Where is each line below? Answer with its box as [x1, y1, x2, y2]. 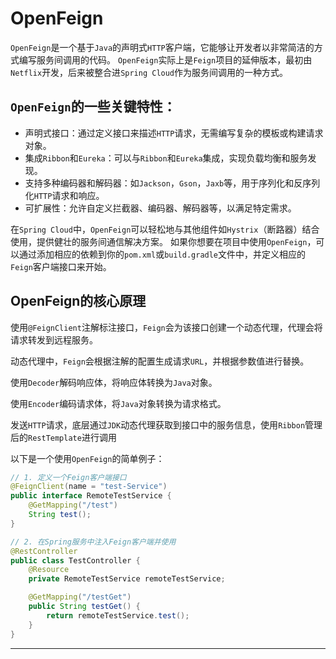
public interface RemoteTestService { [10, 491, 172, 501]
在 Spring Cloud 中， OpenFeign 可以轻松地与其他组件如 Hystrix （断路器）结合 [10, 223, 320, 235]
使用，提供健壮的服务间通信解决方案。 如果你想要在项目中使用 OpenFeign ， [10, 235, 317, 247]
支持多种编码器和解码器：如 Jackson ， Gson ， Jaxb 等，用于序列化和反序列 [24, 177, 321, 189]
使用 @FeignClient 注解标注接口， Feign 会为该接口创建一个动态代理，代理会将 [10, 321, 323, 333]
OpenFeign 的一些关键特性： [10, 98, 177, 116]
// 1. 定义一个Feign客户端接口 [10, 472, 127, 482]
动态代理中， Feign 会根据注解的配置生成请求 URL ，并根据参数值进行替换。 [10, 355, 310, 367]
